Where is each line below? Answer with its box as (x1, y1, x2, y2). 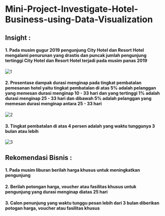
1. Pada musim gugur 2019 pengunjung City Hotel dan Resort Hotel (5, 47, 144, 53)
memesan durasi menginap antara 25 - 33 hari (5, 101, 102, 107)
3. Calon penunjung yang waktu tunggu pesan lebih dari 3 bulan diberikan (5, 200, 160, 206)
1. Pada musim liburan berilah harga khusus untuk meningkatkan (5, 167, 140, 173)
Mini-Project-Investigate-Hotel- (5, 3, 138, 15)
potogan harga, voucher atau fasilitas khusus (5, 205, 100, 211)
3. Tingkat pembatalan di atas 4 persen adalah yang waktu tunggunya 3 (5, 123, 155, 129)
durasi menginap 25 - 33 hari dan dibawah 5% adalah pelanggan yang (5, 95, 152, 101)
